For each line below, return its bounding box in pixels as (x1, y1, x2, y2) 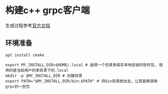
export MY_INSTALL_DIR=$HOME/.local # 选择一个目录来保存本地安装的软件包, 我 (5, 62, 163, 68)
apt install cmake (5, 52, 44, 57)
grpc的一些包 (5, 84, 30, 89)
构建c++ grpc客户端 (5, 5, 90, 16)
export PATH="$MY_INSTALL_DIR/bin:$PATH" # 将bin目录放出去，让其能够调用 (5, 78, 158, 84)
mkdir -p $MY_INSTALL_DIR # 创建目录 (5, 73, 83, 78)
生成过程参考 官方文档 (5, 22, 50, 28)
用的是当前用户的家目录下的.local (5, 68, 69, 73)
